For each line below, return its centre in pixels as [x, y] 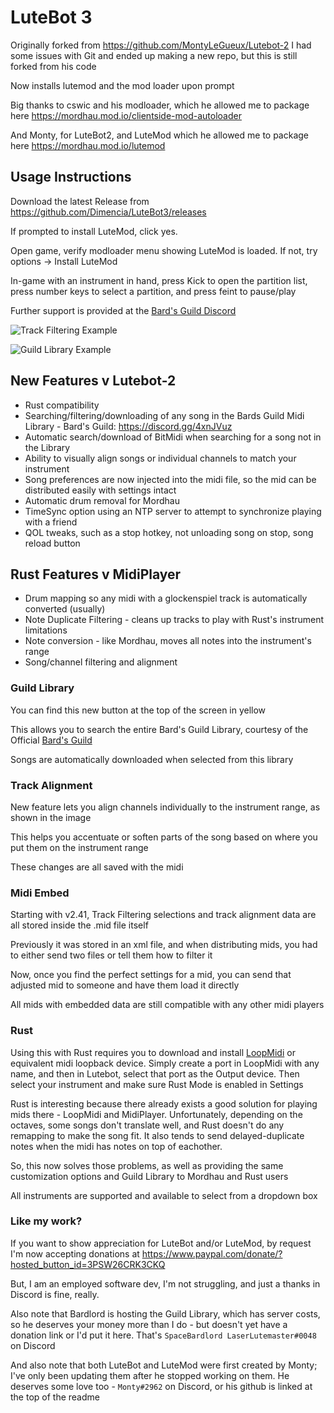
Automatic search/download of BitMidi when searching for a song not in [173, 437]
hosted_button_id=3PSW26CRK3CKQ [88, 1264]
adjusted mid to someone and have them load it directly [125, 985]
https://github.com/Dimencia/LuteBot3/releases [108, 212]
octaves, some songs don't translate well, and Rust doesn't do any [147, 1125]
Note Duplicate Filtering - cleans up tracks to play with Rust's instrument [174, 620]
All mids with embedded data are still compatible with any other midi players [167, 1005]
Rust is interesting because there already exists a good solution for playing [164, 1103]
